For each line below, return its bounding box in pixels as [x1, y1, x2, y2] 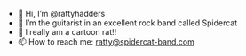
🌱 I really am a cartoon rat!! [17, 27, 117, 37]
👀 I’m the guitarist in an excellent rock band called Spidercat [17, 17, 238, 28]
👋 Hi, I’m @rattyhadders [17, 9, 106, 18]
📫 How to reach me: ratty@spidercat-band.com [17, 37, 195, 47]
